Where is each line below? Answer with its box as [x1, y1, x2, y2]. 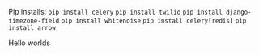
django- [226, 8, 253, 16]
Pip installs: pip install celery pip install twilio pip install [8, 7, 223, 16]
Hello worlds [8, 38, 51, 48]
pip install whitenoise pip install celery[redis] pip [61, 17, 247, 25]
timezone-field [8, 17, 60, 25]
